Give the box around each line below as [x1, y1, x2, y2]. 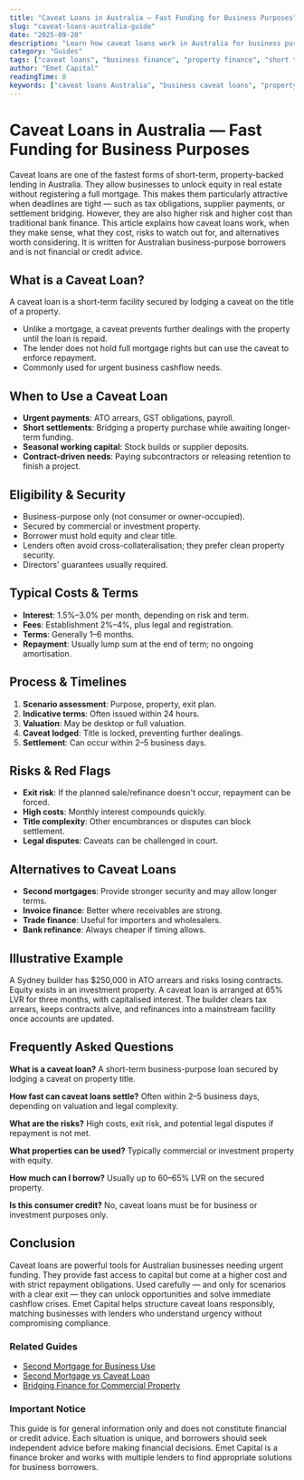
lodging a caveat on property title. [9, 1073, 136, 1084]
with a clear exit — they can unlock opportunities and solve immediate [9, 1289, 271, 1300]
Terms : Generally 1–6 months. [22, 628, 135, 639]
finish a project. [22, 461, 81, 472]
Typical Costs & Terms [9, 586, 138, 601]
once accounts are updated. [9, 1013, 115, 1025]
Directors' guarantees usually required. [22, 560, 169, 570]
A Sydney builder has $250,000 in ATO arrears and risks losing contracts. [9, 975, 284, 986]
